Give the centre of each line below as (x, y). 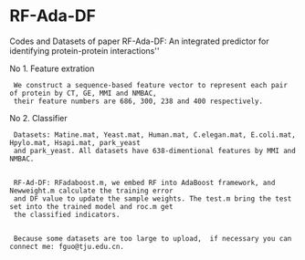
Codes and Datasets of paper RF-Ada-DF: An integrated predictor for (139, 41)
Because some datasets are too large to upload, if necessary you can (152, 238)
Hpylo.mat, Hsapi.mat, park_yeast (75, 142)
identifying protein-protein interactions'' (84, 50)
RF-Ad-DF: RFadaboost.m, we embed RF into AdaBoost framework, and (144, 182)
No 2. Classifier (39, 118)
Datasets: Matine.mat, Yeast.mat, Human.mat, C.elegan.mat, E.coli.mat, (155, 135)
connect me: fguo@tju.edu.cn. (67, 246)
